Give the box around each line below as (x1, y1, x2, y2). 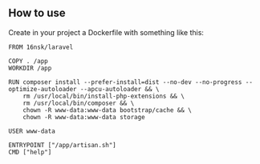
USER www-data (8, 127, 56, 135)
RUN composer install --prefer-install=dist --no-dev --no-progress (8, 78, 242, 86)
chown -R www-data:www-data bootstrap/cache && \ (22, 106, 193, 114)
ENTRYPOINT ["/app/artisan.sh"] (8, 141, 116, 149)
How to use (8, 6, 66, 20)
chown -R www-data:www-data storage (22, 113, 146, 121)
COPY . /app (8, 57, 48, 65)
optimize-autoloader (8, 85, 78, 93)
